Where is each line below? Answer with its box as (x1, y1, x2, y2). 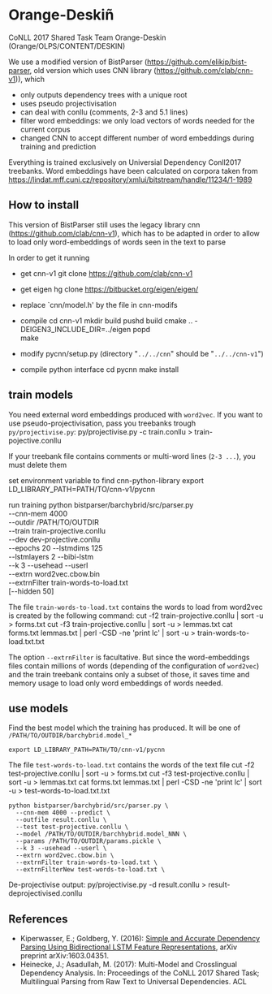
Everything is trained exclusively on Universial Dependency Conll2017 (8, 157, 242, 167)
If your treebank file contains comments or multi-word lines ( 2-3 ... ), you (8, 451, 256, 460)
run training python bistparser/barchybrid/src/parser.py (8, 499, 194, 509)
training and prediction (19, 141, 97, 151)
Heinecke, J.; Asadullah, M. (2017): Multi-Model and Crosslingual (19, 960, 238, 970)
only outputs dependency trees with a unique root (19, 89, 188, 99)
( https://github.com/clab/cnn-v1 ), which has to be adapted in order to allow (8, 228, 260, 238)
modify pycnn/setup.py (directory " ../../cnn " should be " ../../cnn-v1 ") (19, 348, 264, 358)
